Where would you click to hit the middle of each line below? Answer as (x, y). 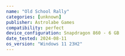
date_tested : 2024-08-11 (36, 38)
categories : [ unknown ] (34, 17)
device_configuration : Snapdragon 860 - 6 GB (62, 33)
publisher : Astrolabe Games (40, 22)
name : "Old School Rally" (38, 11)
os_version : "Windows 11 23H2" (44, 44)
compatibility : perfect (35, 28)
